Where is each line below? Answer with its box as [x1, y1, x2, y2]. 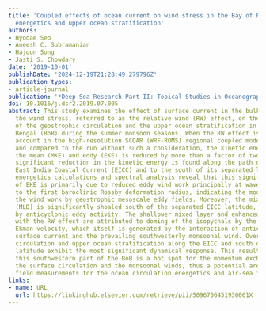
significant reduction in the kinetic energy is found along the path [15, 159, 253, 167]
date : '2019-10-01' [8, 63, 73, 71]
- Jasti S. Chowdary [8, 56, 77, 64]
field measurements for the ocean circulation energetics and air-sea [15, 269, 253, 277]
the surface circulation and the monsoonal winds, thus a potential [15, 262, 246, 270]
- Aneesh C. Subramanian [8, 41, 90, 49]
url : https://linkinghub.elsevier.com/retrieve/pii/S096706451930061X [15, 291, 253, 299]
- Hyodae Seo [8, 33, 51, 42]
